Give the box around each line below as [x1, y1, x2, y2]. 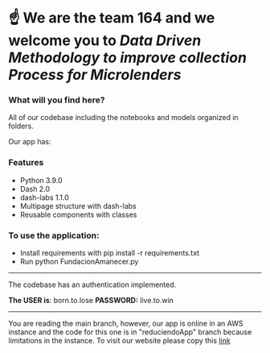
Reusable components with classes [19, 210, 137, 219]
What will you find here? [8, 94, 105, 106]
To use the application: [8, 230, 100, 241]
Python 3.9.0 [19, 175, 63, 185]
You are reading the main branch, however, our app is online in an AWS [8, 318, 243, 329]
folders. [8, 121, 34, 131]
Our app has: [8, 137, 51, 147]
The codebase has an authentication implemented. [8, 280, 177, 289]
